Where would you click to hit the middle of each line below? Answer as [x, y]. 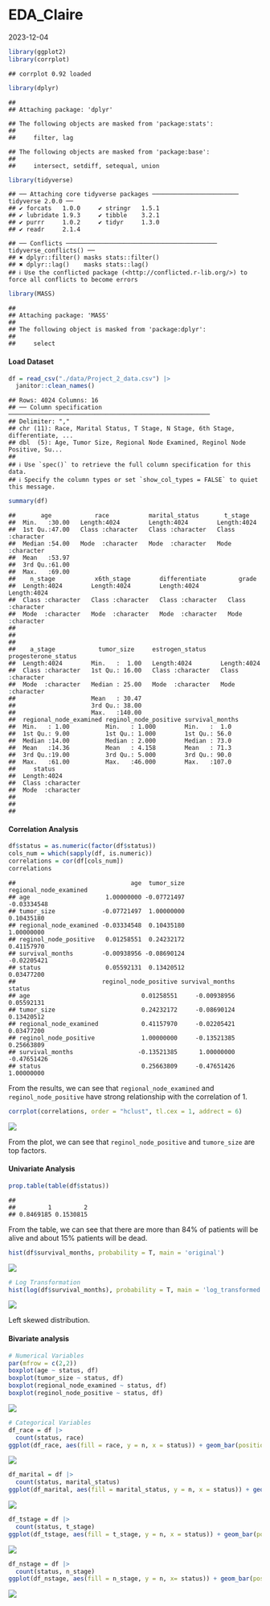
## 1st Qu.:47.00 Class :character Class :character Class [122, 530]
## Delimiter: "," [39, 422]
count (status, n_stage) [55, 1571]
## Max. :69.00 [39, 572]
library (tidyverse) [41, 180]
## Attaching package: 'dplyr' [61, 109]
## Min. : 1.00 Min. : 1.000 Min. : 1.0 [120, 727]
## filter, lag [41, 138]
